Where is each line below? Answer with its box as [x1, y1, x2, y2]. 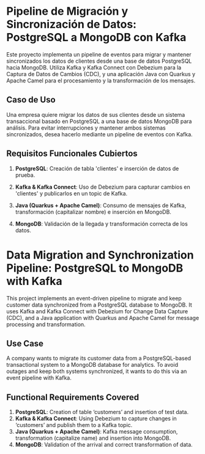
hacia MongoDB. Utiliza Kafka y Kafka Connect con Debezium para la [6, 63, 182, 71]
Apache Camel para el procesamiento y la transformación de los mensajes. [6, 77, 196, 84]
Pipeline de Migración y [6, 4, 129, 18]
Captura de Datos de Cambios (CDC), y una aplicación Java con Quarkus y [6, 70, 196, 77]
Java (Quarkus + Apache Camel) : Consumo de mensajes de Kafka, [15, 202, 187, 209]
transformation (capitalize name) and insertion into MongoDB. [15, 434, 171, 442]
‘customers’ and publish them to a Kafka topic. [15, 421, 133, 429]
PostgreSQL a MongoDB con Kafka [6, 31, 187, 44]
